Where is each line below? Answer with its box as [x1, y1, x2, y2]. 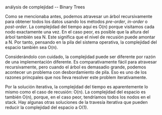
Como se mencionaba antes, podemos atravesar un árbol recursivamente [5, 14, 152, 19]
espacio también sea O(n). [5, 45, 58, 50]
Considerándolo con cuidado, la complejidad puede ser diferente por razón [5, 54, 156, 60]
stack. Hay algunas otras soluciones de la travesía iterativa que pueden [5, 99, 148, 105]
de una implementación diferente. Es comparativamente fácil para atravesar [5, 59, 157, 65]
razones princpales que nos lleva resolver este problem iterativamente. [5, 75, 147, 80]
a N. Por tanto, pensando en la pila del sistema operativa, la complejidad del [5, 39, 157, 45]
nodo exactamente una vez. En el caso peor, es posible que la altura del [5, 29, 149, 34]
